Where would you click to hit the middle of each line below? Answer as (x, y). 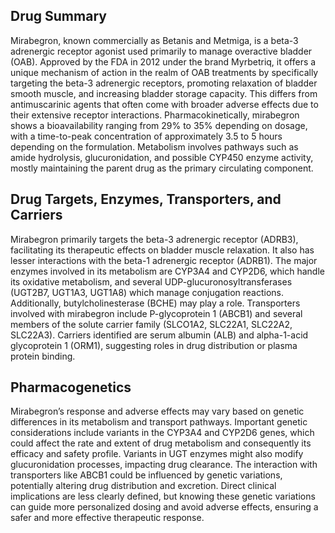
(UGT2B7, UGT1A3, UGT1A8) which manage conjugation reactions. (147, 292)
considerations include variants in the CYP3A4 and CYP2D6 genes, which (162, 433)
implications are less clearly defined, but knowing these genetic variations (163, 496)
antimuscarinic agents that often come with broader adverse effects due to (164, 104)
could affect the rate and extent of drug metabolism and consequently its (161, 443)
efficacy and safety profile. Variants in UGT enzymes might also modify (157, 454)
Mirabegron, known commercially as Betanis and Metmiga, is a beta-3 (154, 40)
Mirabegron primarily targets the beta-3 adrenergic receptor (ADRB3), (154, 239)
